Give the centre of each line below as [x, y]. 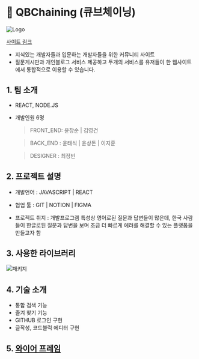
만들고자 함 [28, 232]
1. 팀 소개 [22, 90]
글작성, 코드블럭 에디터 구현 [47, 328]
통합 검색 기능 [31, 305]
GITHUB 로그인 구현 [39, 320]
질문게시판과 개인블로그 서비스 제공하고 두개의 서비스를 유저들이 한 [93, 62]
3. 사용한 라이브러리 [41, 253]
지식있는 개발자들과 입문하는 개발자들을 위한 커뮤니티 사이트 [85, 54]
